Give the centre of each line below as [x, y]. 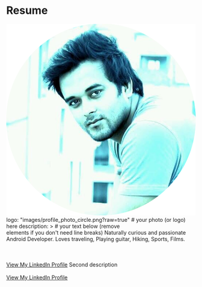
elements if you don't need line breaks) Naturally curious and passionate [96, 232]
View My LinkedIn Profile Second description [62, 264]
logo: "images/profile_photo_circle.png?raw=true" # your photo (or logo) [96, 219]
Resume [27, 11]
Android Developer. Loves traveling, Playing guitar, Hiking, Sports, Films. [96, 239]
